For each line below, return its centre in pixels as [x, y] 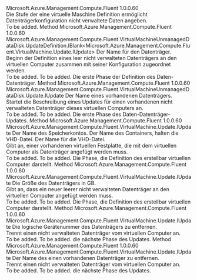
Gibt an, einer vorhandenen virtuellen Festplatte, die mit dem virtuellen [91, 146]
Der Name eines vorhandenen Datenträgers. [118, 96]
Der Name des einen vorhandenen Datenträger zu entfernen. [86, 258]
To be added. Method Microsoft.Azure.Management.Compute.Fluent [89, 27]
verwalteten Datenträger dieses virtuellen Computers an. [75, 108]
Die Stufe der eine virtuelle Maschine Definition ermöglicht [77, 14]
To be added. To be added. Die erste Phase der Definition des [81, 77]
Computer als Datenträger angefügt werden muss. [67, 152]
